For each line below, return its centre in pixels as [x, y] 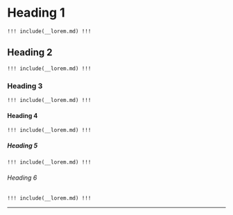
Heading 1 [36, 13]
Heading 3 [25, 86]
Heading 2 [30, 52]
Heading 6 [22, 178]
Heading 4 [23, 115]
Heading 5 [23, 145]
